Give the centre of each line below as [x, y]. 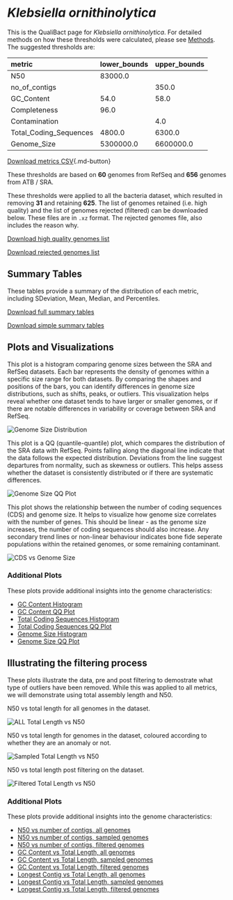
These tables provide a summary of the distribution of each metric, [103, 291]
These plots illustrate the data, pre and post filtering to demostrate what [110, 680]
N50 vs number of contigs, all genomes [74, 830]
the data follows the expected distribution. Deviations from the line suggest [115, 457]
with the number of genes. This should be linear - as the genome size [107, 521]
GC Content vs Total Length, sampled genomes [85, 860]
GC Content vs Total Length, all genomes [76, 852]
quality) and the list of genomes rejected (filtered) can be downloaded [108, 210]
